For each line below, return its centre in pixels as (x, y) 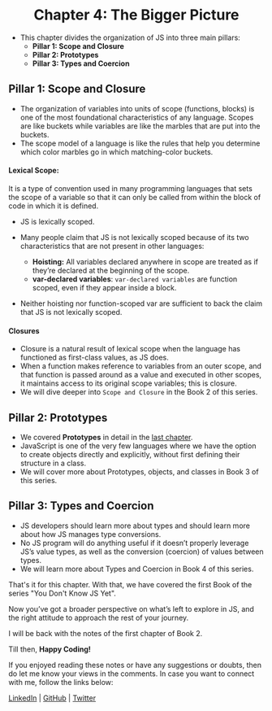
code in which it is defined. (54, 206)
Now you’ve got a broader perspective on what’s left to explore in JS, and (131, 608)
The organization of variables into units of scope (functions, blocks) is (137, 108)
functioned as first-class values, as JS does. (94, 358)
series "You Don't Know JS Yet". (62, 593)
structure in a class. (53, 463)
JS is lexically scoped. (57, 221)
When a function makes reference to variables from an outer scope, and (141, 366)
